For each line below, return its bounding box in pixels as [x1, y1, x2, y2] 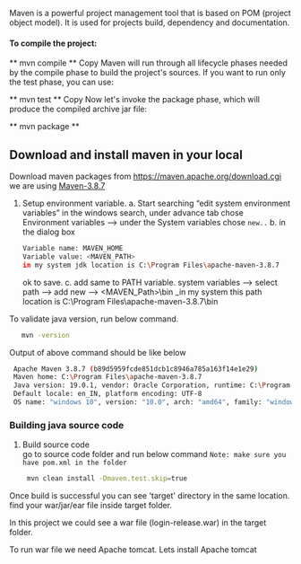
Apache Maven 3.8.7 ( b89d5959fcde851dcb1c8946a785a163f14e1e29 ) [13, 364, 258, 374]
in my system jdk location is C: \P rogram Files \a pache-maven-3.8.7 [21, 260, 280, 269]
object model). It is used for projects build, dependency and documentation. [9, 17, 290, 28]
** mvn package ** [9, 121, 80, 132]
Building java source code [9, 419, 125, 431]
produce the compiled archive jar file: [9, 103, 148, 115]
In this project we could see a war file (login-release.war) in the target [9, 517, 267, 528]
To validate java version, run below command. [9, 313, 179, 324]
